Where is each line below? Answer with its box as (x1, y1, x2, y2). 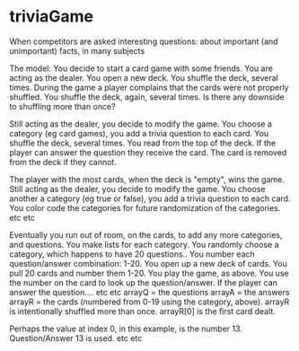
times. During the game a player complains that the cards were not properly (9, 82, 289, 92)
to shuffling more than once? (9, 101, 116, 111)
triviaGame (9, 6, 94, 27)
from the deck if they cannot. (9, 156, 117, 167)
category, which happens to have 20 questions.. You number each (9, 249, 256, 259)
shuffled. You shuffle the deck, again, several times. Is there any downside (9, 92, 285, 102)
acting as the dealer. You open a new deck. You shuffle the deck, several (9, 72, 278, 83)
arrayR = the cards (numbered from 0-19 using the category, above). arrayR (9, 296, 290, 307)
